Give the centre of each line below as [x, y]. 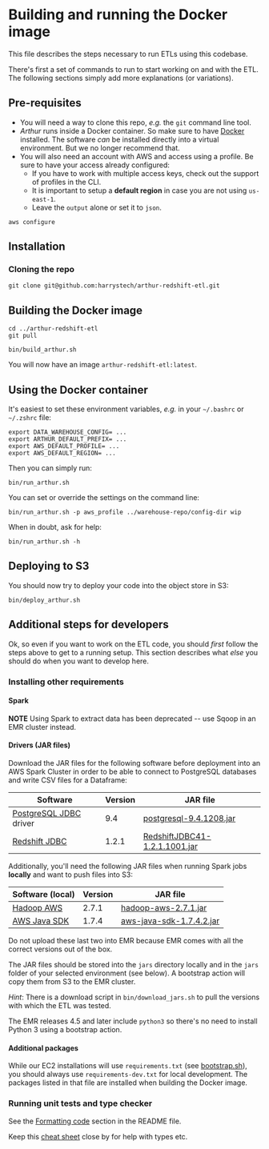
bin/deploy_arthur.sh [44, 600]
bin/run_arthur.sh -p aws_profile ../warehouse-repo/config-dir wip [125, 512]
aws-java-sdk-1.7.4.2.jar [170, 921]
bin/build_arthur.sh [43, 350]
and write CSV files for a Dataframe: [68, 780]
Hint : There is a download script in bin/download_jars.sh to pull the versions [134, 997]
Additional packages [43, 1048]
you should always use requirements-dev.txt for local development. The [128, 1075]
